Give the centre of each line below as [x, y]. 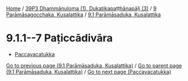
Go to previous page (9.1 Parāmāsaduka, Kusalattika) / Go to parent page [94, 65]
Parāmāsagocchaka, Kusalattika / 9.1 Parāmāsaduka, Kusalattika [83, 15]
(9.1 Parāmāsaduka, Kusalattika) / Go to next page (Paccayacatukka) [89, 72]
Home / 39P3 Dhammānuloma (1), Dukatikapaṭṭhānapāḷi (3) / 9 [81, 8]
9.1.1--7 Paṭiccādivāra [60, 38]
